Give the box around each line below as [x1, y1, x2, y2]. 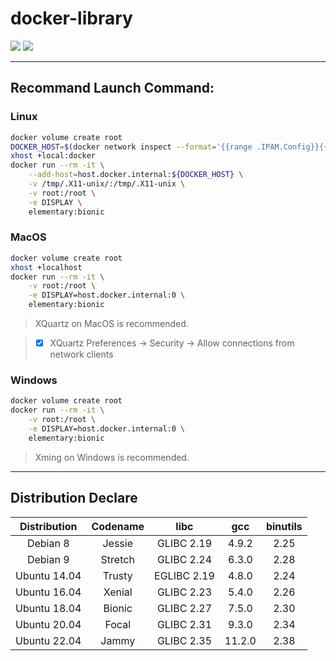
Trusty [102, 568, 133, 582]
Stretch [100, 552, 135, 566]
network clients [49, 348, 114, 361]
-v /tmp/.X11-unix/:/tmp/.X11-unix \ [28, 179, 186, 189]
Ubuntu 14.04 [15, 568, 82, 582]
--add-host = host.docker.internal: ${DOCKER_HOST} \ [28, 170, 244, 180]
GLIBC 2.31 [156, 617, 213, 631]
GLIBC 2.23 [156, 585, 213, 599]
